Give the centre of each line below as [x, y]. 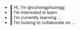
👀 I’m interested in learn [33, 12]
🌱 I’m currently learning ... [35, 17]
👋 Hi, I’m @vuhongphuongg [37, 7]
